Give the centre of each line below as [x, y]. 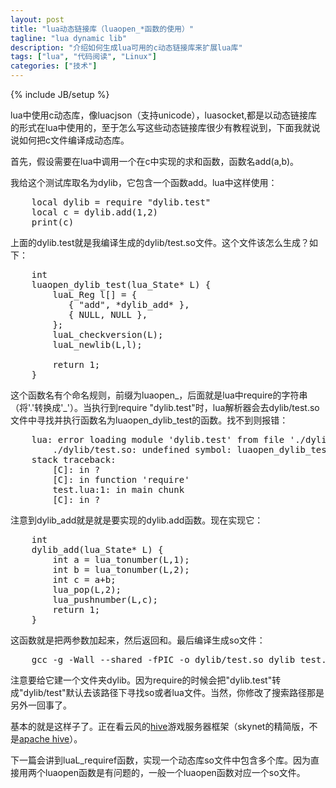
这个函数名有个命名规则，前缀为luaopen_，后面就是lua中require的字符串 [159, 395]
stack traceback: [74, 459]
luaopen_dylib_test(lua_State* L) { [121, 284]
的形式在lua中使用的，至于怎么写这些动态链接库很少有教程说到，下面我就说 [165, 127]
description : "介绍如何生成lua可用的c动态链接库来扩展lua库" [126, 47]
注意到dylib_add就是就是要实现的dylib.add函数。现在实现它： [137, 520]
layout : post [37, 19]
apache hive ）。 [51, 739]
